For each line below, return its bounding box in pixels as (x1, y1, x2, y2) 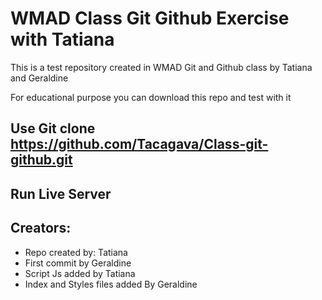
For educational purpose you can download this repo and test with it (10, 91, 292, 103)
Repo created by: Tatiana (24, 246, 128, 258)
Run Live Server (10, 185, 112, 202)
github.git (10, 152, 73, 169)
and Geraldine (10, 72, 69, 84)
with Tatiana (10, 28, 115, 51)
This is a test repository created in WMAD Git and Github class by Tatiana (10, 61, 313, 73)
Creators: (10, 220, 72, 237)
